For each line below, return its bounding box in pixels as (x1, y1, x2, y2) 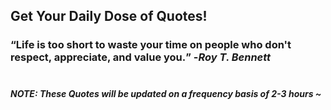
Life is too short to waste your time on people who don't (15, 38, 292, 52)
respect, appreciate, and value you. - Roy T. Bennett (10, 50, 272, 64)
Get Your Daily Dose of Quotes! (10, 8, 208, 25)
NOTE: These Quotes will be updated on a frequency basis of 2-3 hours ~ (10, 87, 322, 99)
